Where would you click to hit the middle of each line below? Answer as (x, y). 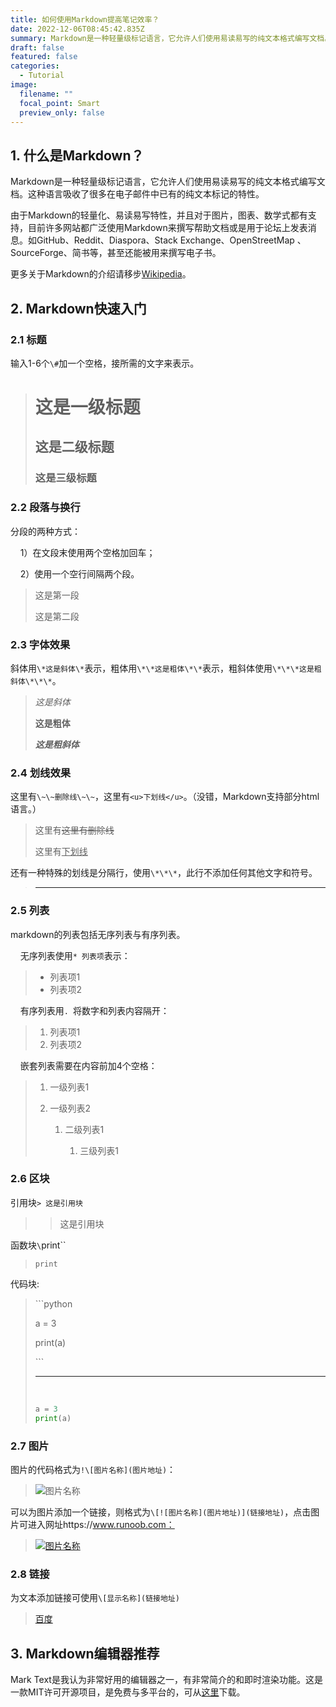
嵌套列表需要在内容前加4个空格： (88, 1065)
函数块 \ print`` (38, 1245)
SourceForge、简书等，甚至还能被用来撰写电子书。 (116, 253)
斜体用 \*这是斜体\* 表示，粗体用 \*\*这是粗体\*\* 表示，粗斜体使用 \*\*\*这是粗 (166, 668)
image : (24, 85)
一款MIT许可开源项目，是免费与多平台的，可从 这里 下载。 (128, 1692)
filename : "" (46, 94)
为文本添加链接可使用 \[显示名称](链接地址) (95, 1598)
